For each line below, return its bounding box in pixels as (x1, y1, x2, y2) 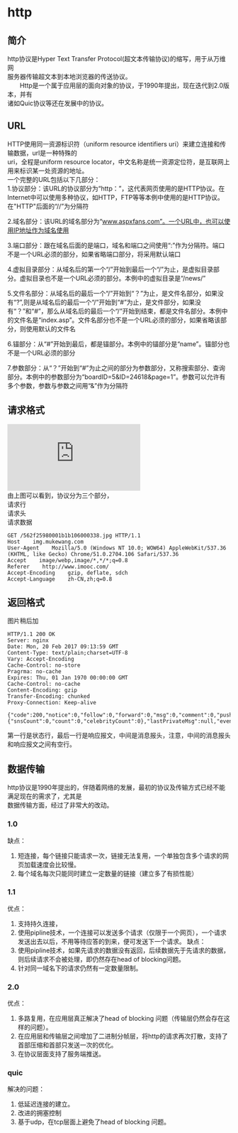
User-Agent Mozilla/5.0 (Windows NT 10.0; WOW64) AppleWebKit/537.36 (7, 544, 227, 552)
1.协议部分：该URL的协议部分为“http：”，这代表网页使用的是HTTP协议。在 (7, 184, 225, 193)
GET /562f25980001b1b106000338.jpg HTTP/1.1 (7, 532, 141, 539)
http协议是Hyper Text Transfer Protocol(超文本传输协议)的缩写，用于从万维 (7, 55, 226, 63)
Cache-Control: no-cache (7, 680, 81, 688)
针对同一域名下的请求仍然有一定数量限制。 (17, 964, 142, 972)
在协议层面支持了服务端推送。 (17, 1050, 105, 1058)
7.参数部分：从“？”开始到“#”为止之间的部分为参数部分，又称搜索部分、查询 (7, 363, 225, 372)
